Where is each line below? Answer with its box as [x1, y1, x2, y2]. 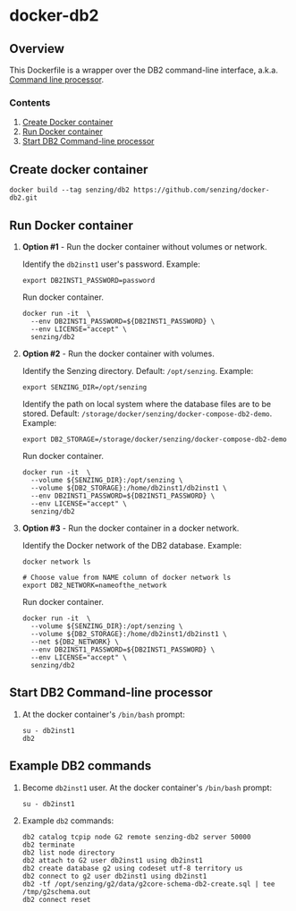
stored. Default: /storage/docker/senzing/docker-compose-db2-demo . [21, 408, 273, 419]
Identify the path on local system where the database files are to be [21, 398, 271, 409]
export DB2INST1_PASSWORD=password [21, 276, 156, 285]
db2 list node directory [21, 847, 115, 857]
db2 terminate [21, 840, 75, 849]
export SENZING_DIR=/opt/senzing [21, 382, 148, 392]
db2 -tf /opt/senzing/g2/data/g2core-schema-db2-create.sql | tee [21, 879, 275, 889]
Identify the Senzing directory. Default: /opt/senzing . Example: [21, 365, 254, 376]
